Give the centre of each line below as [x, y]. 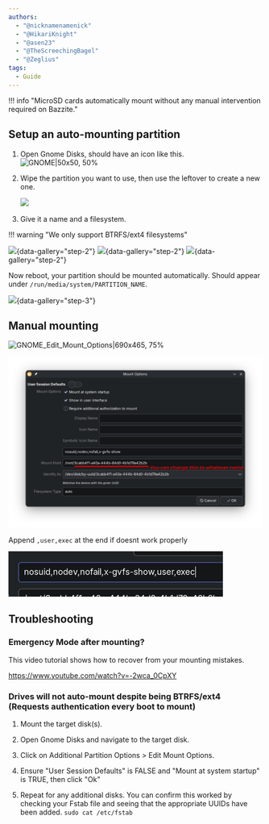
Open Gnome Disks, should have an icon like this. [102, 154]
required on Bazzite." [43, 109]
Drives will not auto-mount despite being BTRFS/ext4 [115, 696]
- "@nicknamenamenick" [54, 25]
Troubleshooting [51, 620]
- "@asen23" [36, 43]
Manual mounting [54, 325]
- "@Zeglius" [37, 60]
